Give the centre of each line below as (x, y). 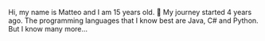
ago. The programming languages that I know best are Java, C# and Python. (133, 20)
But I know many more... (48, 29)
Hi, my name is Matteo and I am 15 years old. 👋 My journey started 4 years (130, 12)
